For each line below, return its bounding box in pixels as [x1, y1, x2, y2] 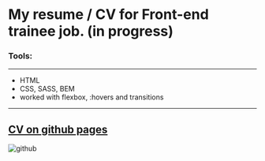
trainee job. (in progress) [8, 22, 174, 40]
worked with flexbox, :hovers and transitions [19, 92, 164, 102]
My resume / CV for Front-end [8, 6, 209, 24]
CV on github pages [8, 122, 108, 136]
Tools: [8, 51, 33, 62]
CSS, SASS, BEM [19, 84, 75, 94]
